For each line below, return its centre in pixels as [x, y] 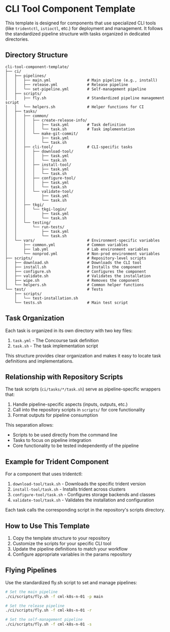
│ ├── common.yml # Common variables [67, 245]
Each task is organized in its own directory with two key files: [69, 330]
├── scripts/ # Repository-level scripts [76, 258]
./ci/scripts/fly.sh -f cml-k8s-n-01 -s [49, 624]
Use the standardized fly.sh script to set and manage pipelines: [71, 582]
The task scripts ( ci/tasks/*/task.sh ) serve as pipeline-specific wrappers [83, 389]
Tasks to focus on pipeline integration [52, 440]
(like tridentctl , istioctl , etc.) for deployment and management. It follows [84, 28]
